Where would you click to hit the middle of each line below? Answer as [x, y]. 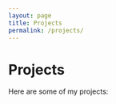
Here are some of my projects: [58, 91]
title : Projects [35, 23]
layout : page [30, 15]
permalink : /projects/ [46, 30]
